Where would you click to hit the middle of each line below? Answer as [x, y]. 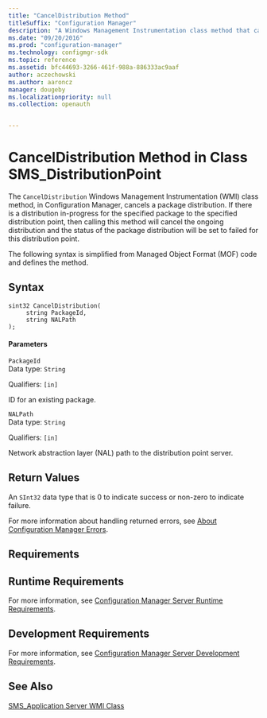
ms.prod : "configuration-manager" [66, 45]
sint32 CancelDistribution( [55, 306]
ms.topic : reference [43, 60]
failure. [20, 505]
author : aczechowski [43, 75]
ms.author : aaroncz [41, 82]
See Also [31, 687]
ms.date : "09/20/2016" [46, 38]
